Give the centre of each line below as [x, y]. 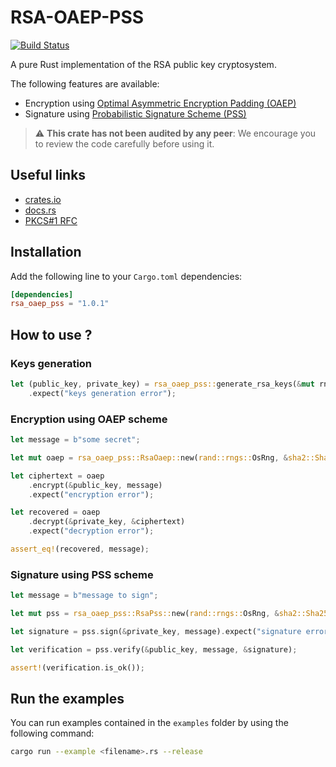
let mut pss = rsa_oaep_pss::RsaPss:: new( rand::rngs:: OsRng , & [145, 614]
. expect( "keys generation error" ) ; [102, 393]
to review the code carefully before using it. [124, 143]
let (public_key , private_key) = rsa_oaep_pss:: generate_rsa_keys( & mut [162, 384]
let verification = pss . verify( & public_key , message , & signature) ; [154, 649]
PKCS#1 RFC [51, 220]
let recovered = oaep [55, 512]
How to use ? [51, 334]
